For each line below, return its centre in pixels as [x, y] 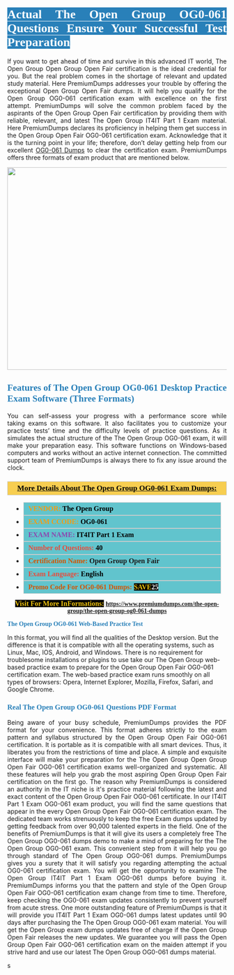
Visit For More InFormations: [60, 604]
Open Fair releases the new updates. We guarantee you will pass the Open [117, 937]
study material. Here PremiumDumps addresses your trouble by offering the [117, 83]
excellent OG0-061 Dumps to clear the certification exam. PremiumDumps [117, 150]
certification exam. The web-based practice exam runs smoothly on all [109, 675]
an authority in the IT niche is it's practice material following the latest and [117, 789]
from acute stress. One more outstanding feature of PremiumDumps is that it [117, 908]
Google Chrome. [31, 689]
